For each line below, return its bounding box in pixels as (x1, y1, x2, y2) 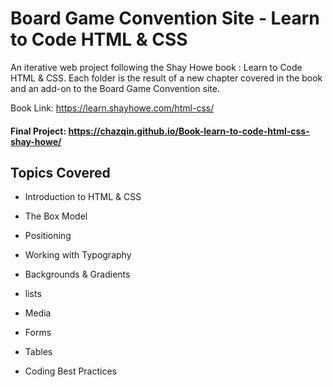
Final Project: (10, 125, 67, 137)
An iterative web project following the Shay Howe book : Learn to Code (10, 61, 303, 73)
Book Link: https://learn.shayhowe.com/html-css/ (10, 102, 215, 114)
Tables (24, 346, 53, 358)
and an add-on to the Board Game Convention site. (10, 82, 220, 94)
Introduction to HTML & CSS (24, 191, 142, 203)
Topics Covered (10, 164, 111, 181)
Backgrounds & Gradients (24, 268, 131, 281)
